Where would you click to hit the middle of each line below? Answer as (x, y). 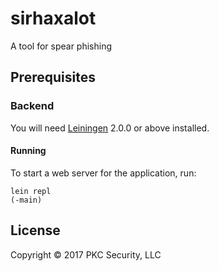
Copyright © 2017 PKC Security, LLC (86, 254)
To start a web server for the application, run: (103, 173)
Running (28, 151)
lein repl (31, 191)
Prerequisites (53, 77)
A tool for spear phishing (61, 46)
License (35, 230)
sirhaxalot (53, 18)
